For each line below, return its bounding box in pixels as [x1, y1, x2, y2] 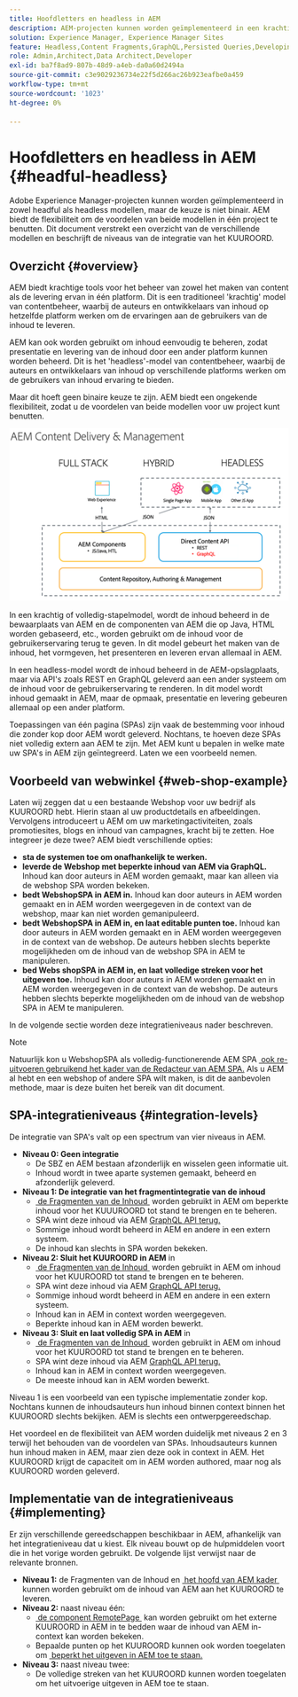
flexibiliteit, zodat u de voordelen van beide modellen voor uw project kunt [9, 402, 280, 412]
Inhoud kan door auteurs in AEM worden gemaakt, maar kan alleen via [21, 871, 279, 881]
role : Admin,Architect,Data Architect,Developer [9, 51, 192, 61]
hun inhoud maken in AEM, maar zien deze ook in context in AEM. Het [9, 1446, 264, 1458]
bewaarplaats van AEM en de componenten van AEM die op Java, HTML [9, 619, 275, 630]
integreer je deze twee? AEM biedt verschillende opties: [9, 834, 214, 845]
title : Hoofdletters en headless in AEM [9, 14, 161, 23]
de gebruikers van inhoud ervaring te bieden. [9, 375, 175, 386]
